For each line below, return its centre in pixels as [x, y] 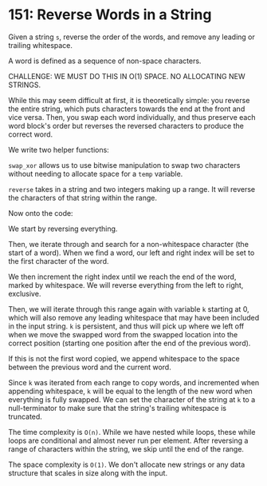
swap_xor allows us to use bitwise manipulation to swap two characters [124, 165]
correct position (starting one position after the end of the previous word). [130, 343]
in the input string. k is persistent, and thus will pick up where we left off [126, 326]
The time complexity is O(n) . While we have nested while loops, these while [132, 432]
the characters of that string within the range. [83, 197]
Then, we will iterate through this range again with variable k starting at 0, [129, 309]
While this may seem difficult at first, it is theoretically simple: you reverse [129, 100]
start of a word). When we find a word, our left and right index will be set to [132, 253]
